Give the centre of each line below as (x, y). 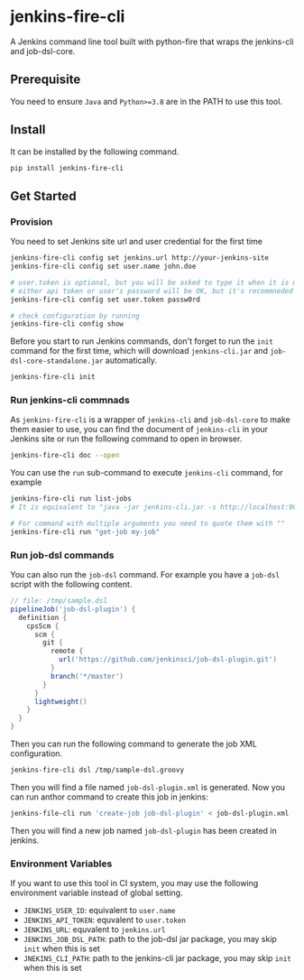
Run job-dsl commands (62, 555)
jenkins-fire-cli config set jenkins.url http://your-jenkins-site (140, 258)
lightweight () (61, 701)
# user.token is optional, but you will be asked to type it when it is (150, 282)
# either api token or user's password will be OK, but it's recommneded (152, 291)
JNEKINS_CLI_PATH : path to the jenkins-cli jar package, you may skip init (157, 958)
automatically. (131, 361)
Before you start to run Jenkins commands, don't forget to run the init (142, 341)
